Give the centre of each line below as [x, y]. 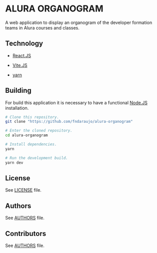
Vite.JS [20, 65]
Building [18, 91]
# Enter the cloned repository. [39, 131]
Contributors [26, 233]
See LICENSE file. [23, 190]
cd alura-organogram [27, 135]
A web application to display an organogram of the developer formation [79, 22]
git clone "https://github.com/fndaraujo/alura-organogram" [69, 122]
